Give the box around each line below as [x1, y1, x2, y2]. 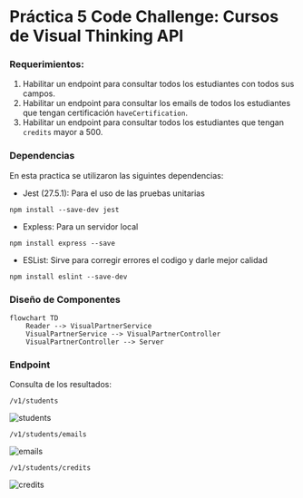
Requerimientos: [9, 58, 84, 71]
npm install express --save [9, 239, 116, 248]
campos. [22, 88, 56, 99]
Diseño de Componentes [9, 293, 121, 306]
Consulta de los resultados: [9, 379, 112, 390]
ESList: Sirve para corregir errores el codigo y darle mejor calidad [22, 254, 268, 265]
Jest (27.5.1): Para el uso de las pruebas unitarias [22, 188, 206, 199]
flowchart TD [9, 314, 59, 323]
